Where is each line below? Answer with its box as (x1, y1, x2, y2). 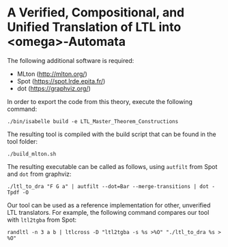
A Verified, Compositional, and (7, 5, 185, 21)
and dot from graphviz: (7, 170, 72, 178)
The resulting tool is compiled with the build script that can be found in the (7, 130, 216, 138)
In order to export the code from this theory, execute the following (7, 97, 193, 105)
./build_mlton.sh (7, 151, 57, 157)
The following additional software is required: (7, 56, 134, 64)
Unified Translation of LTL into (7, 19, 182, 35)
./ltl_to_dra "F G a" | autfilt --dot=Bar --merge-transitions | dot (7, 183, 210, 190)
